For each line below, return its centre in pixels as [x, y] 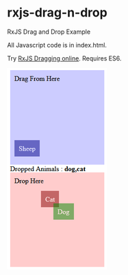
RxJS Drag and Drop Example [49, 32]
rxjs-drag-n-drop [57, 13]
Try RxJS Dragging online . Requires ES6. [64, 58]
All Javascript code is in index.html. [57, 45]
